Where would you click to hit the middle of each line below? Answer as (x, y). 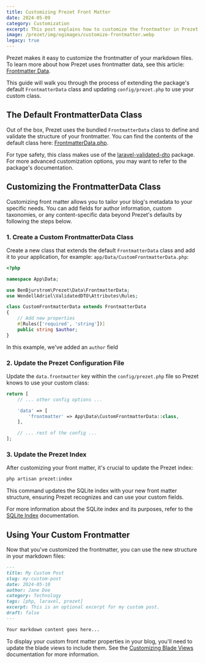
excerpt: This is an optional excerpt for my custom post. (83, 607)
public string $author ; (48, 329)
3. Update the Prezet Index (47, 455)
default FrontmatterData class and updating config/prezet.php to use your (100, 89)
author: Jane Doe (28, 590)
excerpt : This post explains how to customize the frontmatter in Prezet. (104, 29)
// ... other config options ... (60, 399)
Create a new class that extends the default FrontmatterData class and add (101, 250)
